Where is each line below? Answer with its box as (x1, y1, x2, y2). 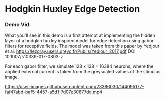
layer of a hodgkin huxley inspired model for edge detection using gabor (5, 38, 154, 44)
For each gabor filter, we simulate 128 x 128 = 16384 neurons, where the (5, 63, 154, 69)
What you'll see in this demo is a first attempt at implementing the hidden (5, 32, 156, 38)
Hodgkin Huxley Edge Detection (5, 3, 140, 15)
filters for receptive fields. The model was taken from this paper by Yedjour (5, 43, 160, 49)
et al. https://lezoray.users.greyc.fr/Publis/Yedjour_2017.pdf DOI (5, 48, 136, 54)
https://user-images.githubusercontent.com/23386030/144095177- (5, 84, 144, 90)
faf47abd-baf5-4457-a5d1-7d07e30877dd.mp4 (5, 89, 103, 95)
